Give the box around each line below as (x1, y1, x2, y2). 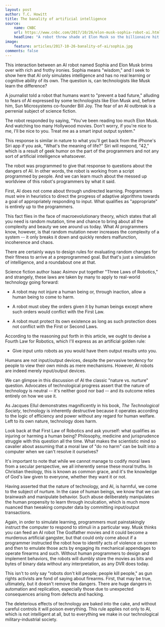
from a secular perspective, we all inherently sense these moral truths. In (5, 463, 153, 469)
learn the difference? (5, 83, 48, 89)
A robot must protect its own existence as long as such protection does (12, 318, 157, 324)
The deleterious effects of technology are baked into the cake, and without (5, 600, 156, 606)
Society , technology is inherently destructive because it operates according (5, 408, 159, 414)
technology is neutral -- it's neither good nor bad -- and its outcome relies (5, 388, 155, 393)
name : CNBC (14, 26, 36, 30)
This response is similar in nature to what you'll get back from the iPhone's (5, 137, 156, 143)
